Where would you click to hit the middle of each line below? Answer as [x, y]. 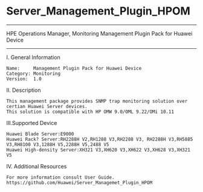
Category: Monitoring [34, 74]
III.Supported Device [32, 123]
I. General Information [33, 57]
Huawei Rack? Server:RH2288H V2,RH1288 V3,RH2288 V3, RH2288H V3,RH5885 [100, 139]
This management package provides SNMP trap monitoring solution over [97, 101]
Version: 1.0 [24, 79]
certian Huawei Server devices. [47, 106]
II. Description [24, 90]
